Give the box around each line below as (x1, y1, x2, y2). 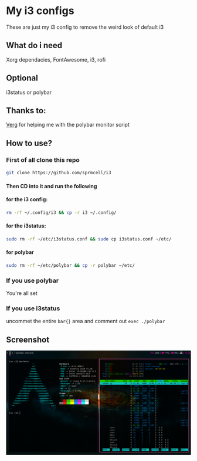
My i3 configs (6, 4, 74, 18)
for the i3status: (6, 222, 46, 229)
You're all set (6, 290, 38, 297)
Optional (6, 73, 38, 83)
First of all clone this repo (6, 155, 80, 164)
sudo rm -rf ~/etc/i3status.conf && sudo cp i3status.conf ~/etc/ (6, 236, 172, 242)
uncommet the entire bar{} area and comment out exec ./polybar (6, 318, 165, 325)
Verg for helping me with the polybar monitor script (6, 121, 130, 128)
